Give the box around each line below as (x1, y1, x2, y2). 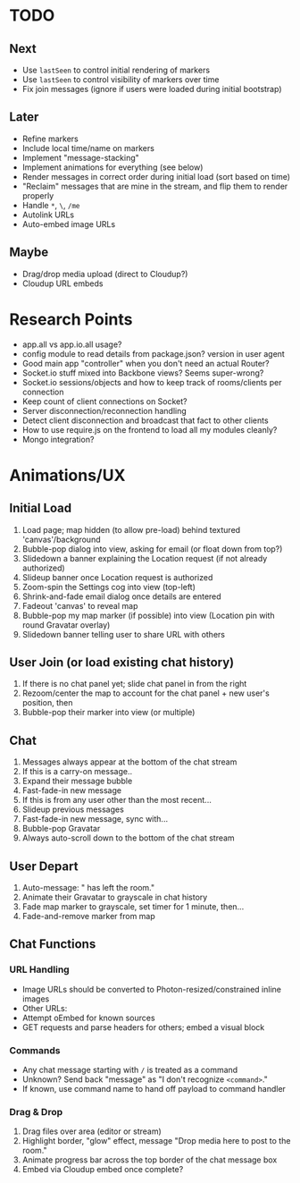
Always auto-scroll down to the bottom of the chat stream (21, 832, 235, 843)
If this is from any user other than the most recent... (21, 795, 212, 806)
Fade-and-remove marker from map (21, 911, 156, 921)
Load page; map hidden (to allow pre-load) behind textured (21, 524, 241, 535)
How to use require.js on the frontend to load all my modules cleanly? (21, 424, 278, 435)
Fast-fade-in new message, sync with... (21, 814, 168, 824)
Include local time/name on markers (21, 142, 154, 153)
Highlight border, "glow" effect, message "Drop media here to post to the (21, 1136, 291, 1146)
